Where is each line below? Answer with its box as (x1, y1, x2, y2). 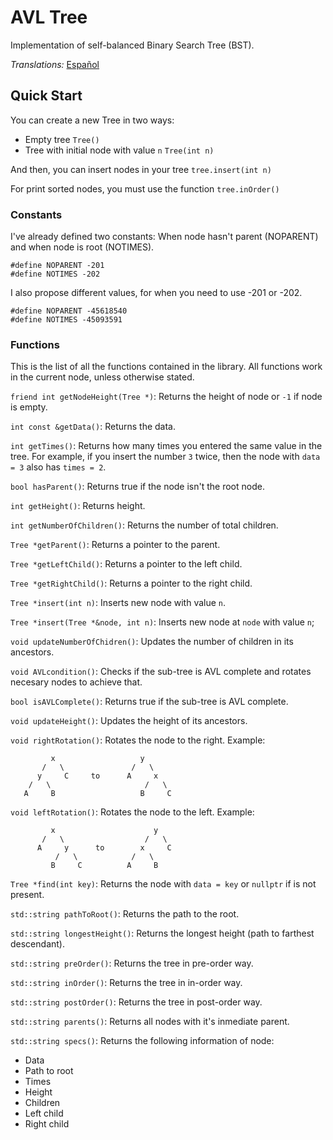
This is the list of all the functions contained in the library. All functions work (10, 361, 323, 373)
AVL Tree (10, 6, 88, 29)
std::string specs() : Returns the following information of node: (10, 1035, 275, 1047)
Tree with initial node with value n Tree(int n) (24, 144, 215, 156)
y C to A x (36, 771, 159, 781)
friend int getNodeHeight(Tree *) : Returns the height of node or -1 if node (10, 391, 323, 403)
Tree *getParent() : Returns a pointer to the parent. (10, 539, 221, 551)
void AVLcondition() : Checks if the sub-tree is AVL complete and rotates (10, 666, 312, 678)
